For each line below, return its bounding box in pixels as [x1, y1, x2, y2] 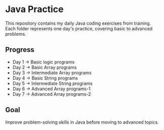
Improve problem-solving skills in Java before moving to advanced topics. [5, 119, 159, 125]
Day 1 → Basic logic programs [12, 59, 75, 65]
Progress [5, 45, 34, 54]
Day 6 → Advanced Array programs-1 [12, 86, 91, 92]
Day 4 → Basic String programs [12, 75, 78, 81]
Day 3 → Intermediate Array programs [12, 70, 92, 76]
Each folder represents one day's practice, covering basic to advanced [5, 25, 153, 31]
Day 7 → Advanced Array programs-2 [12, 91, 91, 97]
